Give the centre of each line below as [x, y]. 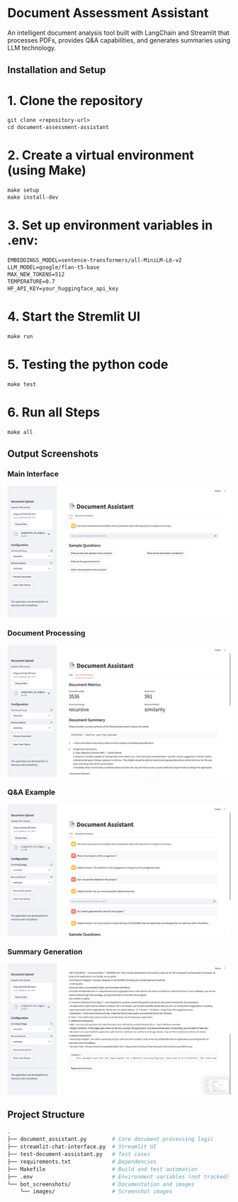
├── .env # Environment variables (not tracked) [119, 1176]
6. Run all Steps [54, 412]
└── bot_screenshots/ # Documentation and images [101, 1184]
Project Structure [46, 1115]
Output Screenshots [53, 454]
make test [22, 384]
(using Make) [47, 171]
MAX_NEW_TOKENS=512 [36, 274]
